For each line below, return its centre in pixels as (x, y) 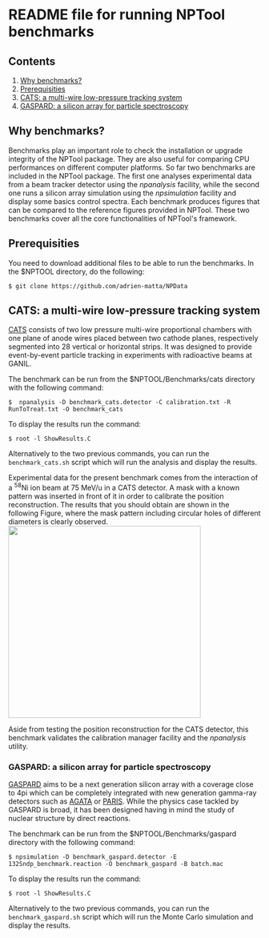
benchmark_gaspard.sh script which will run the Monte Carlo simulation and (131, 917)
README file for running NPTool (117, 15)
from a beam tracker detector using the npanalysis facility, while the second (134, 184)
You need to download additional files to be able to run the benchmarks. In (131, 263)
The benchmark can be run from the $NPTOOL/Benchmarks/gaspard (122, 834)
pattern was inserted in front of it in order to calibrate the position (116, 496)
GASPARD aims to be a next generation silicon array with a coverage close (131, 784)
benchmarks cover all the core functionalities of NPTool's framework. (123, 218)
